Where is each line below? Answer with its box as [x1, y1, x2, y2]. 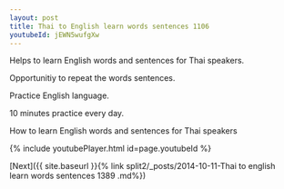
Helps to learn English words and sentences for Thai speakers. [9, 55, 245, 66]
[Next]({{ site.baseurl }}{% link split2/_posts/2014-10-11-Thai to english [9, 161, 276, 172]
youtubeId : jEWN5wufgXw [9, 30, 100, 39]
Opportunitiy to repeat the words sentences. [9, 73, 176, 84]
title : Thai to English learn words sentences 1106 [9, 22, 209, 31]
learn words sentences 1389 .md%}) [9, 170, 147, 182]
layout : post [9, 13, 59, 23]
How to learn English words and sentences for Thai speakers [9, 125, 238, 136]
